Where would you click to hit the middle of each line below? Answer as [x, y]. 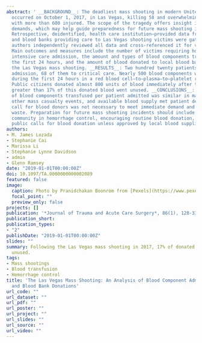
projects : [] [23, 208]
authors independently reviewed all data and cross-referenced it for [102, 46]
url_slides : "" [25, 320]
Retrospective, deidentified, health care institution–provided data [100, 34]
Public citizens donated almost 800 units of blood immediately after [102, 85]
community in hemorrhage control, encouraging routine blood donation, [103, 118]
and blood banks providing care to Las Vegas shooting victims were [99, 40]
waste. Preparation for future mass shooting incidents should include [103, 113]
